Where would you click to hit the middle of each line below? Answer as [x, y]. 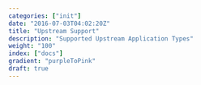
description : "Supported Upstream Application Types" [101, 38]
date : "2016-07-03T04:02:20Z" [60, 23]
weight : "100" [32, 46]
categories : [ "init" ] [45, 16]
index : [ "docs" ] [36, 53]
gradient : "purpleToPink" [52, 62]
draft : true [28, 69]
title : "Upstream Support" [54, 31]
